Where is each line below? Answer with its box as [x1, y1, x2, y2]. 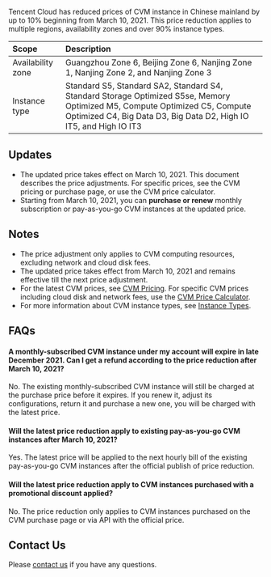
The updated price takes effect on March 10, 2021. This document [19, 169, 240, 179]
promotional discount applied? [8, 489, 114, 499]
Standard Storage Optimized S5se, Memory [65, 91, 231, 101]
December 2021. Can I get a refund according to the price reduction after [8, 355, 257, 365]
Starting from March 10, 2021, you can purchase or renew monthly [19, 195, 242, 205]
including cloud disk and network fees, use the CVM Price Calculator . [19, 291, 251, 302]
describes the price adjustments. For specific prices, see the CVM [19, 178, 240, 188]
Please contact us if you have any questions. [8, 560, 157, 570]
